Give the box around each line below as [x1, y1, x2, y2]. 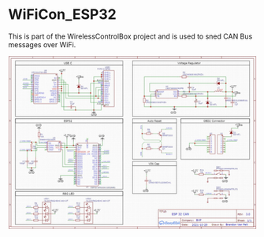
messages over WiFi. [8, 39, 76, 49]
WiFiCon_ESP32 [8, 6, 117, 24]
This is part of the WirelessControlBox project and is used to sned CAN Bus [8, 31, 253, 41]
